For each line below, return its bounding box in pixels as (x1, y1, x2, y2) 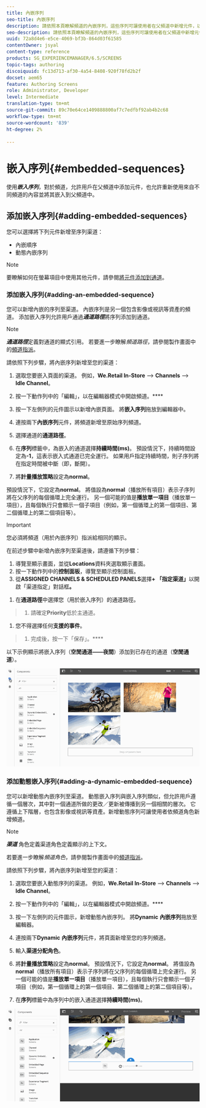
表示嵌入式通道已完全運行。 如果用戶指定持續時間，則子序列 (42, 453, 194, 460)
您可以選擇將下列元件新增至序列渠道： (6, 228, 103, 235)
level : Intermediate (6, 94, 59, 101)
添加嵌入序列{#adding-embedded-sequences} (6, 210, 188, 221)
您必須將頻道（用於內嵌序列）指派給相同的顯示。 (6, 534, 130, 541)
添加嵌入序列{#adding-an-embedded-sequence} (6, 290, 154, 299)
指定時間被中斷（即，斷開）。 (20, 460, 94, 467)
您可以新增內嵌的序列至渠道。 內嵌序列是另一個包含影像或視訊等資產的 (6, 305, 185, 313)
